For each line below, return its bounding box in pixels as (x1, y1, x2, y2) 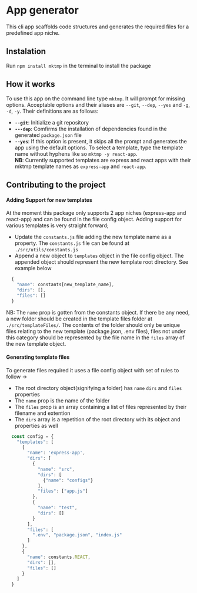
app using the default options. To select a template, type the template (14, 144, 183, 151)
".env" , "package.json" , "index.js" (32, 532, 122, 538)
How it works (6, 79, 55, 89)
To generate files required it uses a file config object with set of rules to (6, 366, 179, 374)
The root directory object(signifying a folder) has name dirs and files (14, 384, 182, 391)
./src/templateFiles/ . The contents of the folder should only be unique (6, 321, 181, 328)
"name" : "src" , (37, 466, 75, 472)
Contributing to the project (6, 179, 106, 189)
